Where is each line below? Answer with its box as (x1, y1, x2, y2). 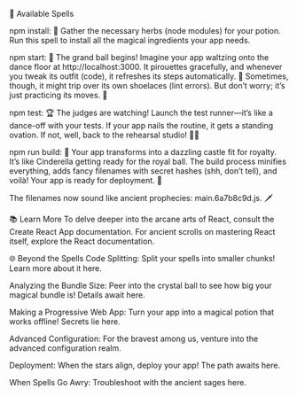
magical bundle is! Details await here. (9, 290, 145, 300)
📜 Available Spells (9, 9, 74, 19)
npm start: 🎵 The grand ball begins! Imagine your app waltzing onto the (9, 52, 270, 62)
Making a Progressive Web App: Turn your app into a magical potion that (9, 307, 275, 317)
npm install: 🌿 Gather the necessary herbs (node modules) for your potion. (9, 26, 281, 35)
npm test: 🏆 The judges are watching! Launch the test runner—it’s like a (9, 107, 273, 118)
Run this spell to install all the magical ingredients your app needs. (9, 35, 251, 45)
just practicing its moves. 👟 (9, 89, 108, 100)
